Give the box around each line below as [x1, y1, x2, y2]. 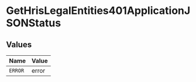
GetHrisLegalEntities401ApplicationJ [6, 4, 191, 17]
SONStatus [6, 16, 61, 30]
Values [6, 40, 32, 49]
